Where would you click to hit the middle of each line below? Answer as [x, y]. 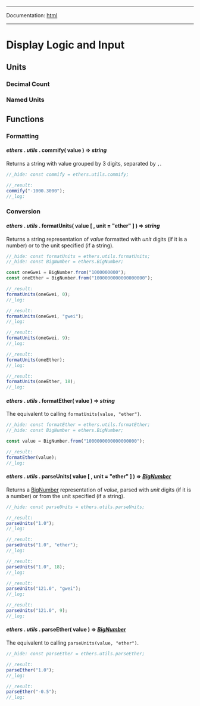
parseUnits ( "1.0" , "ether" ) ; [42, 545]
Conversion [23, 212]
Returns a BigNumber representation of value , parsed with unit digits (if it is [99, 490]
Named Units [25, 100]
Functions [25, 119]
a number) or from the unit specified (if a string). [65, 496]
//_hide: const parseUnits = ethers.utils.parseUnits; [76, 507]
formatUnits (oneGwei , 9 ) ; [38, 338]
